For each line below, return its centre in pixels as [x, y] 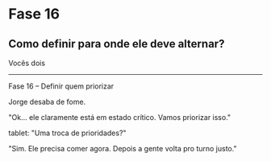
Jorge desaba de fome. [47, 102]
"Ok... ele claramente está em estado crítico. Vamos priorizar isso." [120, 117]
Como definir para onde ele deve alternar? [117, 44]
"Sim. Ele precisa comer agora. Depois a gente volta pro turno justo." [123, 149]
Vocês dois [27, 63]
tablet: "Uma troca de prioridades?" [67, 133]
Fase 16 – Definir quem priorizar [61, 86]
